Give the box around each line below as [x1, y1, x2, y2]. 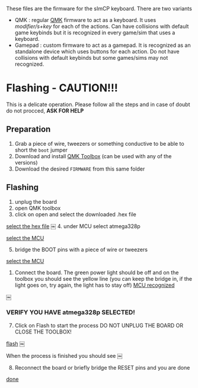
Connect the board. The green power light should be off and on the [14, 269, 179, 276]
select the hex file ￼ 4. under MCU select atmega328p [6, 222, 140, 230]
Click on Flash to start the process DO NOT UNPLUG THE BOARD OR [14, 322, 184, 329]
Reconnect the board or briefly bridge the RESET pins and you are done [14, 364, 190, 371]
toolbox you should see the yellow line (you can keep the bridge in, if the [14, 275, 193, 282]
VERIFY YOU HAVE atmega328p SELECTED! [6, 308, 135, 316]
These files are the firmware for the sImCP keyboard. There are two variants [6, 5, 193, 12]
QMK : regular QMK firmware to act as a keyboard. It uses [14, 17, 157, 23]
